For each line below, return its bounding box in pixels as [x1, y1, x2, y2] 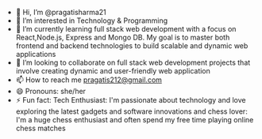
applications [15, 50, 56, 58]
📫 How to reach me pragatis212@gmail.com [15, 75, 163, 85]
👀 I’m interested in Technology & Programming [15, 16, 168, 25]
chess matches [15, 123, 66, 133]
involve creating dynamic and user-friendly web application [15, 66, 210, 75]
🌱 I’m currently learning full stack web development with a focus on [15, 24, 237, 33]
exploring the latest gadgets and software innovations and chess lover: [15, 107, 248, 116]
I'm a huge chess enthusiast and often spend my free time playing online [15, 115, 254, 124]
